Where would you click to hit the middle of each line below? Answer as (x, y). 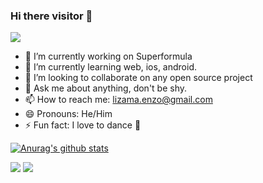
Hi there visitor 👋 (51, 16)
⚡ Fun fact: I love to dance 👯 (83, 125)
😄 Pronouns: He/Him (68, 114)
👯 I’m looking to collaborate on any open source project (138, 78)
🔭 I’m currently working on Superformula (108, 56)
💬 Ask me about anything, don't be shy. (106, 88)
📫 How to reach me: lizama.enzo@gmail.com (118, 100)
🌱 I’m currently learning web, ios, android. (111, 67)
